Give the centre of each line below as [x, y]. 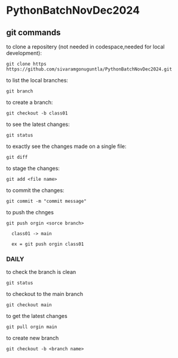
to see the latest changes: [38, 124]
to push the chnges [30, 212]
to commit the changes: [35, 190]
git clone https [26, 64]
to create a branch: [30, 102]
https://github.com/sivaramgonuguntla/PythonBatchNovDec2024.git [89, 69]
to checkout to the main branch [45, 294]
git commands [33, 33]
